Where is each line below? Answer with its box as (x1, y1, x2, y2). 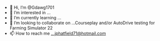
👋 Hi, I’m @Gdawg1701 (9, 5, 55, 10)
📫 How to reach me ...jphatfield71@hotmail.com (9, 30, 106, 36)
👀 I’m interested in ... (9, 10, 51, 15)
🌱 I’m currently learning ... (9, 15, 62, 20)
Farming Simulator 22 (9, 25, 53, 31)
